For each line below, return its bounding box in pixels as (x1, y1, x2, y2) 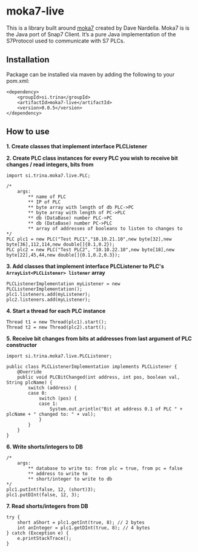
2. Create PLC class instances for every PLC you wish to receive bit (6, 154, 179, 162)
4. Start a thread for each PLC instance (6, 307, 106, 314)
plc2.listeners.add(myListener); (6, 297, 91, 303)
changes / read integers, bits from (6, 160, 94, 168)
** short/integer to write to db (28, 476, 113, 482)
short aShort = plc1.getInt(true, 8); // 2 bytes (17, 519, 145, 525)
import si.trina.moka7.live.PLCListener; (6, 353, 113, 359)
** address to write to (28, 470, 88, 476)
